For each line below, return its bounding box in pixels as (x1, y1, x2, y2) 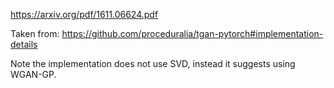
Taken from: (10, 28, 60, 39)
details (10, 39, 38, 50)
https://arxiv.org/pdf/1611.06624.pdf (10, 9, 159, 20)
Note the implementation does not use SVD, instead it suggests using (10, 58, 296, 69)
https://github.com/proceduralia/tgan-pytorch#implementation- (61, 28, 324, 39)
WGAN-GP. (10, 69, 57, 80)
